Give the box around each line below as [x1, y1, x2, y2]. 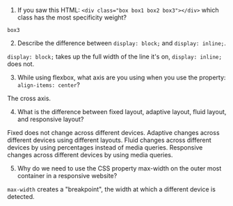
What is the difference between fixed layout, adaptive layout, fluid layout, [17, 108, 227, 116]
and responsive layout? [17, 115, 84, 123]
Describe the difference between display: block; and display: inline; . [17, 39, 226, 47]
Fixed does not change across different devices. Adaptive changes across [7, 129, 220, 136]
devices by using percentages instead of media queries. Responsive [7, 143, 203, 152]
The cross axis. [7, 94, 51, 102]
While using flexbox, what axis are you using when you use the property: [17, 73, 226, 81]
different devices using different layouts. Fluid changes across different [7, 136, 212, 144]
